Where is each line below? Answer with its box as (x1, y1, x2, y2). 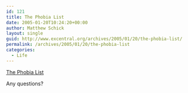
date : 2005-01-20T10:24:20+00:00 (6, 19, 88, 25)
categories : (6, 47, 35, 53)
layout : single (6, 31, 43, 36)
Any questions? (6, 80, 44, 87)
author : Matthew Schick (6, 25, 65, 31)
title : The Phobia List (6, 14, 65, 20)
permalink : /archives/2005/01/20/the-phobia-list (6, 42, 130, 48)
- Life (11, 52, 28, 58)
